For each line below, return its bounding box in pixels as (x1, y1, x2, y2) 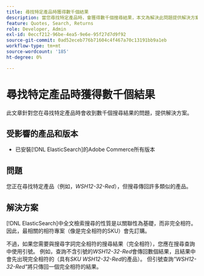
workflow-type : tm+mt (6, 43, 61, 49)
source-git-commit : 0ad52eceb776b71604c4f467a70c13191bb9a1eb (6, 37, 167, 43)
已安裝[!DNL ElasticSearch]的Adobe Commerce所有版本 (15, 146, 155, 153)
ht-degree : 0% (6, 54, 42, 60)
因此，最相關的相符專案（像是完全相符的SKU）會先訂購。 (6, 227, 151, 235)
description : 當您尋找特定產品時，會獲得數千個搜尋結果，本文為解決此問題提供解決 (6, 15, 191, 21)
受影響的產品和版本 (6, 129, 78, 139)
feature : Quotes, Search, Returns (6, 20, 94, 26)
